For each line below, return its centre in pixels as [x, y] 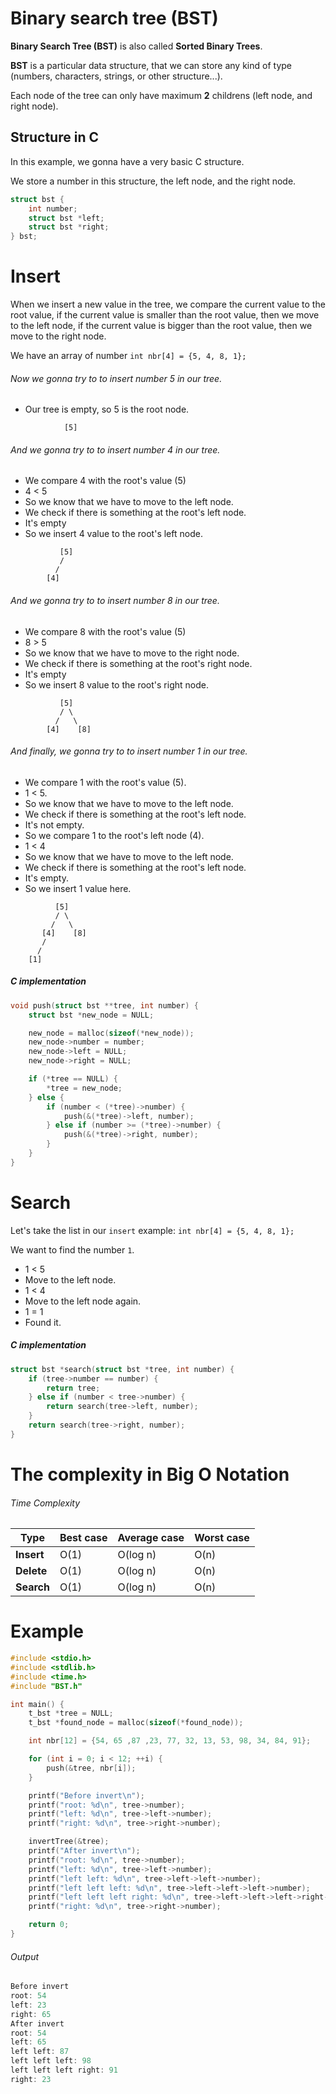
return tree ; [73, 1388]
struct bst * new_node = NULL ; [91, 1015]
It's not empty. [54, 824]
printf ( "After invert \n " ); [84, 1851]
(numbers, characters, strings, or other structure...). [116, 76]
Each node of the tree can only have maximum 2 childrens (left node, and [161, 95]
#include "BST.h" [46, 1686]
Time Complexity [45, 1503]
